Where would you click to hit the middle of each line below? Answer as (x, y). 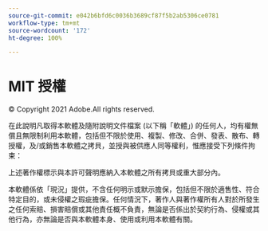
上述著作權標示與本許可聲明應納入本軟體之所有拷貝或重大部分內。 (116, 173)
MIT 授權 (37, 86)
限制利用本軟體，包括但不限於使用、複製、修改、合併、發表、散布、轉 (144, 135)
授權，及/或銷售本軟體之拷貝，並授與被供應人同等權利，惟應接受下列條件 (128, 146)
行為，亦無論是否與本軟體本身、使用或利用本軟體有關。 (106, 219)
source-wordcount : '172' (49, 30)
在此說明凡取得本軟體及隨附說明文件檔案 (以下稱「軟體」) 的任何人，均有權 (130, 126)
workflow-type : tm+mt (44, 23)
